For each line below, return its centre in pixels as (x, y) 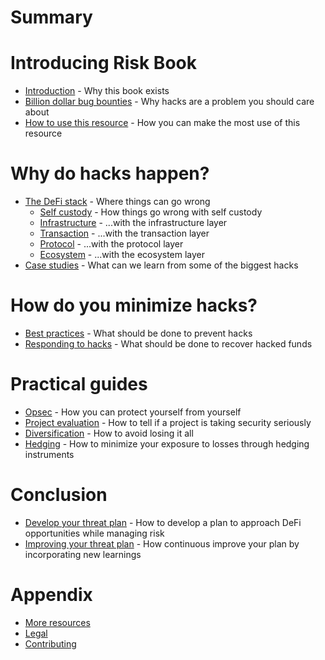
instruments (49, 454)
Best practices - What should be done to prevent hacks (138, 333)
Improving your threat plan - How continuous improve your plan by (162, 543)
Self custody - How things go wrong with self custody (151, 212)
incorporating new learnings (83, 554)
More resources (57, 622)
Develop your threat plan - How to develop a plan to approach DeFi (163, 522)
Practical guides (79, 384)
